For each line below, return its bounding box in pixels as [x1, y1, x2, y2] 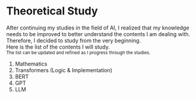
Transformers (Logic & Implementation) [14, 66, 112, 73]
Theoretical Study [6, 4, 98, 18]
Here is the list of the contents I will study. [6, 43, 110, 51]
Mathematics [14, 60, 47, 67]
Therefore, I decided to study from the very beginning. [6, 37, 141, 44]
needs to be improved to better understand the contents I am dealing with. [6, 30, 191, 37]
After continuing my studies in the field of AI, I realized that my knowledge [6, 24, 189, 31]
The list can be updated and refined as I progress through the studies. [6, 49, 151, 55]
